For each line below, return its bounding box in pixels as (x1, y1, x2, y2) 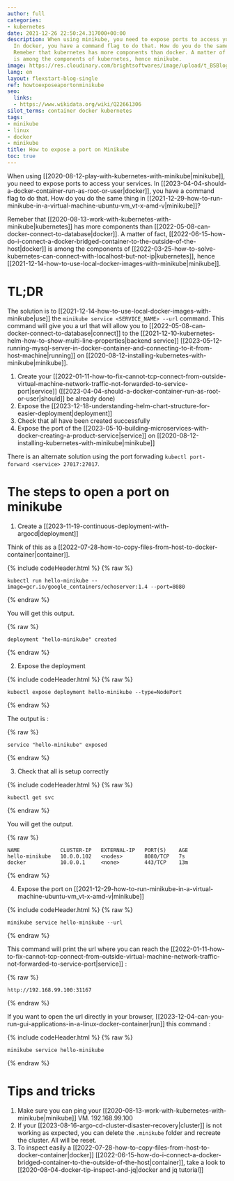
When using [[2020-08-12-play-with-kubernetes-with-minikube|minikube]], (7, 171, 225, 180)
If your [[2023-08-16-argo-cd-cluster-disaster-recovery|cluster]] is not (17, 1121, 222, 1129)
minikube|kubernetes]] (7, 222, 73, 231)
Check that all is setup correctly (17, 767, 109, 775)
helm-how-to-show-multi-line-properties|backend (7, 336, 152, 345)
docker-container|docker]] (17, 1150, 94, 1159)
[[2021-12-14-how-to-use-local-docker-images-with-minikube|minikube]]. (7, 259, 221, 268)
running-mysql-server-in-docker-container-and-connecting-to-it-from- (7, 344, 212, 352)
